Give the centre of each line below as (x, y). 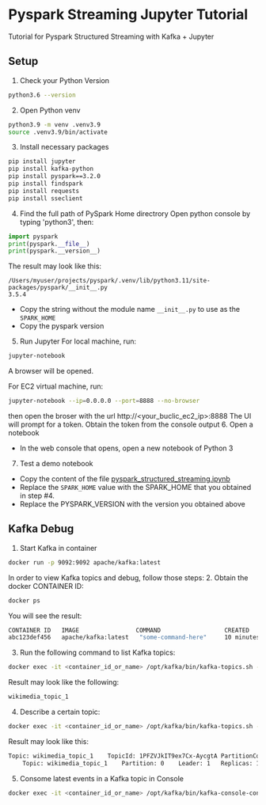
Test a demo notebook (56, 463)
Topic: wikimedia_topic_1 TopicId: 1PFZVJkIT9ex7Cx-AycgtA (113, 756)
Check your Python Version (64, 80)
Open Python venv (50, 110)
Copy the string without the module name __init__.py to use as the (129, 309)
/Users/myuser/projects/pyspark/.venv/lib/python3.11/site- (110, 281)
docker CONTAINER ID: (46, 586)
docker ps (25, 600)
